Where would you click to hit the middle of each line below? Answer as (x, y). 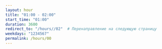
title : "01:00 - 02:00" (31, 15)
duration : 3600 (22, 24)
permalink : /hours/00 (28, 39)
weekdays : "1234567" (27, 34)
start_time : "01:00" (27, 19)
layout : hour (19, 10)
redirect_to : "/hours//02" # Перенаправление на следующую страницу (81, 29)
